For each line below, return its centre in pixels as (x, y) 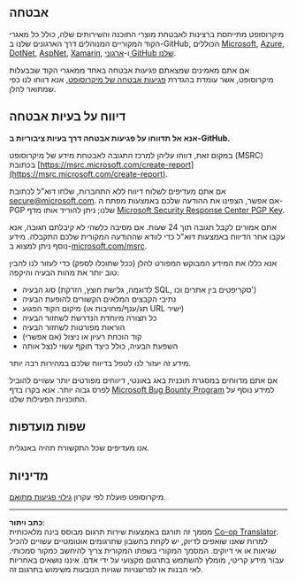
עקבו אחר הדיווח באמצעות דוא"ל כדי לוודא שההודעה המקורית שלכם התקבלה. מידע (147, 236)
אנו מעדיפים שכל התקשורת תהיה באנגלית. (80, 448)
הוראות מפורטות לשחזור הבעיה (73, 327)
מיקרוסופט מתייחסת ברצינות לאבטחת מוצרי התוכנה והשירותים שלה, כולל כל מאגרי (147, 34)
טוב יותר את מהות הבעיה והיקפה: (64, 272)
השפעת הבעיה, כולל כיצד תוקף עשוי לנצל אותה (100, 346)
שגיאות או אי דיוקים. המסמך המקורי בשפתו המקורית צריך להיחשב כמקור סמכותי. (143, 551)
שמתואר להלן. (33, 88)
